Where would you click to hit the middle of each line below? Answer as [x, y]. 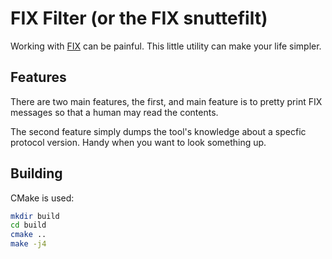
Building [36, 173]
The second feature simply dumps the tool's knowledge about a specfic [158, 131]
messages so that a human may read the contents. [114, 112]
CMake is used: [42, 198]
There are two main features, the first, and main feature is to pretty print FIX [166, 101]
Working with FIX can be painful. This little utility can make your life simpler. [166, 46]
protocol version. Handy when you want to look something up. [138, 142]
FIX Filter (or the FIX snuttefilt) [139, 18]
